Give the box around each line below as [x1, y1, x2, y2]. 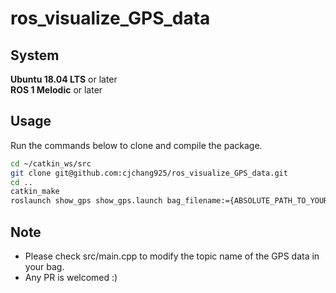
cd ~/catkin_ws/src [10, 158, 92, 169]
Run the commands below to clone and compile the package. [10, 139, 263, 151]
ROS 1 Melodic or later [10, 84, 103, 96]
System [10, 47, 60, 64]
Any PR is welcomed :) [24, 272, 118, 283]
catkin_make [10, 187, 60, 197]
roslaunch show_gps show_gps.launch [10, 196, 163, 206]
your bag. [24, 261, 65, 272]
